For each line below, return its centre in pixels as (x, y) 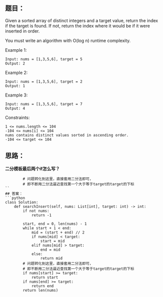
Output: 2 (15, 63)
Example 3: (16, 95)
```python (15, 198)
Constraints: (17, 117)
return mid (51, 258)
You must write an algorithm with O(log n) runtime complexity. (68, 40)
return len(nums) (40, 290)
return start (45, 277)
